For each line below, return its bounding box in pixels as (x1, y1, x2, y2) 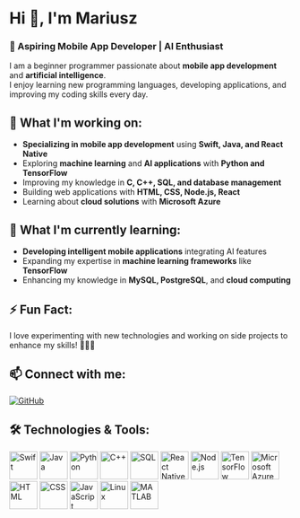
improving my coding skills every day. (9, 89, 149, 100)
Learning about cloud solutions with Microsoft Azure (21, 197, 221, 207)
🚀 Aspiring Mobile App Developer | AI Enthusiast (9, 40, 224, 53)
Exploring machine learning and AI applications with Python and (21, 158, 265, 169)
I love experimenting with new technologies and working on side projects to (9, 329, 288, 340)
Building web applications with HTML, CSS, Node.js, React (21, 187, 240, 198)
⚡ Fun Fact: (9, 302, 73, 317)
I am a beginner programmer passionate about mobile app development (9, 60, 278, 71)
